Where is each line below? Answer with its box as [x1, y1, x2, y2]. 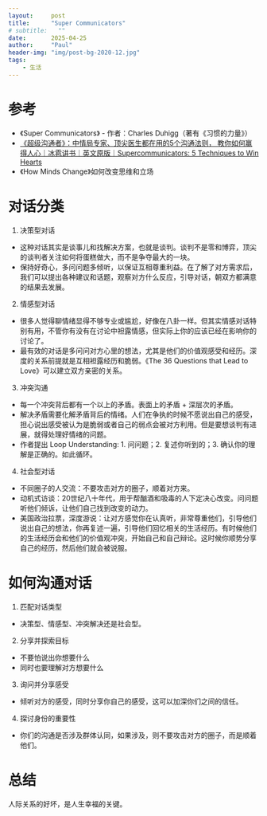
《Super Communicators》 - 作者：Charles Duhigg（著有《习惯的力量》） [19, 128, 252, 138]
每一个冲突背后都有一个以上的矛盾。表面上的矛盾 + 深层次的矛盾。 [19, 399, 238, 409]
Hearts [19, 157, 42, 167]
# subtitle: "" [8, 26, 66, 34]
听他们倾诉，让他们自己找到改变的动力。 [19, 503, 153, 512]
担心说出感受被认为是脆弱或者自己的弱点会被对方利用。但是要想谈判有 [19, 419, 250, 429]
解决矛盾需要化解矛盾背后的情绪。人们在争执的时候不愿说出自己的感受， [19, 410, 257, 419]
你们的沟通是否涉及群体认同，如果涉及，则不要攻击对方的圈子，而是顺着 [19, 730, 257, 739]
